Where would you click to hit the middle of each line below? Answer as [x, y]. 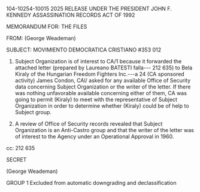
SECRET [16, 160]
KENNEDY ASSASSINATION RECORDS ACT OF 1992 [71, 15]
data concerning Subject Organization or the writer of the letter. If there [103, 87]
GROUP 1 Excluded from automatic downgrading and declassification [91, 183]
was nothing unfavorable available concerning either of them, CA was [101, 93]
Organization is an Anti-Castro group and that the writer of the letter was [104, 130]
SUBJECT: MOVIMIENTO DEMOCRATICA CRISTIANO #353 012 [84, 50]
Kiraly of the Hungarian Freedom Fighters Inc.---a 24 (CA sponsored [99, 74]
